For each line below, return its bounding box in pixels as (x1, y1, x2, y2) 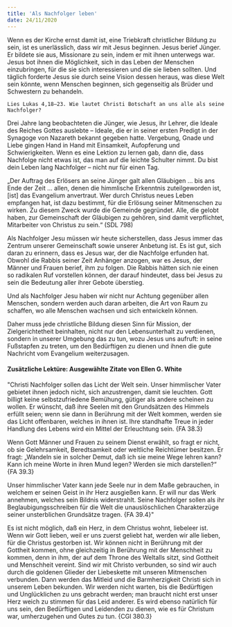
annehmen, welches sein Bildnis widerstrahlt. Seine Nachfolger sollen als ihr (7, 495, 225, 504)
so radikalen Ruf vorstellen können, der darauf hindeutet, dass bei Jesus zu (7, 271, 223, 279)
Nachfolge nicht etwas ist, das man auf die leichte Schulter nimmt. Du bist (7, 155, 218, 164)
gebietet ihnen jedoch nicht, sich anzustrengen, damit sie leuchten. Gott (7, 387, 213, 396)
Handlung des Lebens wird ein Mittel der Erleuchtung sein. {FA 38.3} (7, 424, 203, 433)
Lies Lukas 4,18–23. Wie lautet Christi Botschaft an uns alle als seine (7, 100, 225, 107)
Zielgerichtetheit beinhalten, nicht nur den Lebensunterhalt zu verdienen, (7, 327, 216, 335)
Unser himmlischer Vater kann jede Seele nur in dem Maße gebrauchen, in (7, 481, 220, 489)
